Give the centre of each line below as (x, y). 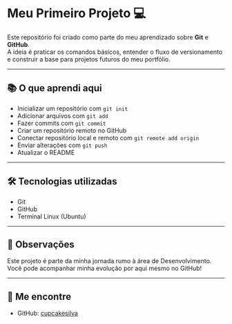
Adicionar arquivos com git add (62, 115)
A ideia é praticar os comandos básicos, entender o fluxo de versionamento (115, 52)
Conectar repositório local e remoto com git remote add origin (108, 137)
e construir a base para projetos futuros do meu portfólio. (89, 59)
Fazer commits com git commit (61, 123)
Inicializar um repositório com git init (72, 108)
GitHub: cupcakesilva (47, 313)
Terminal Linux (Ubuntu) (51, 216)
